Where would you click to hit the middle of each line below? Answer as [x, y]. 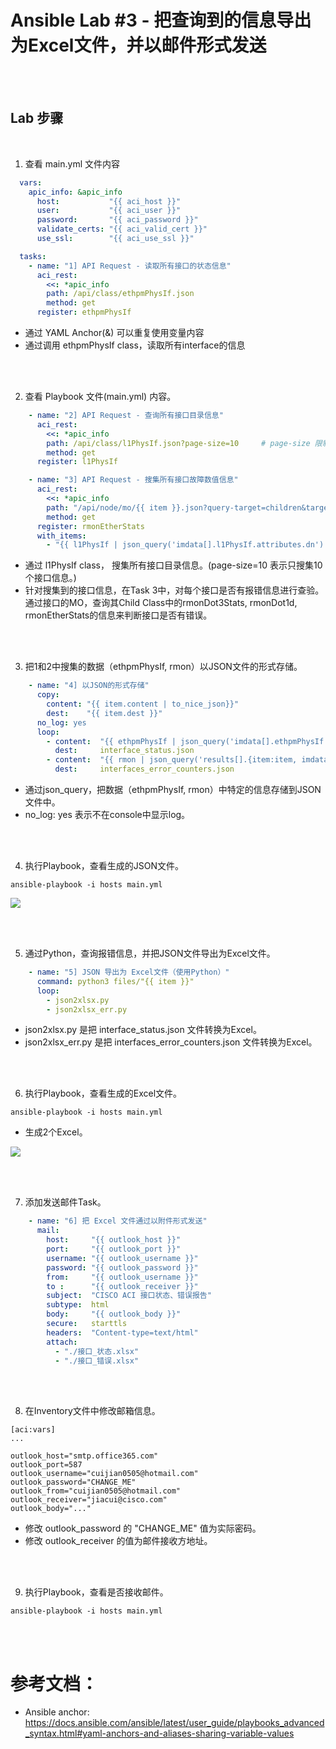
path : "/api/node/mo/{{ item [107, 507]
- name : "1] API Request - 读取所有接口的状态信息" [130, 266]
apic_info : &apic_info [75, 192]
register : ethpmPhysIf [84, 312]
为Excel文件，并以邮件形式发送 [138, 45]
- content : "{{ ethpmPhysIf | [111, 741]
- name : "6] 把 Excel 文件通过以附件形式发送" [118, 1221]
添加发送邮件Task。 [65, 1202]
